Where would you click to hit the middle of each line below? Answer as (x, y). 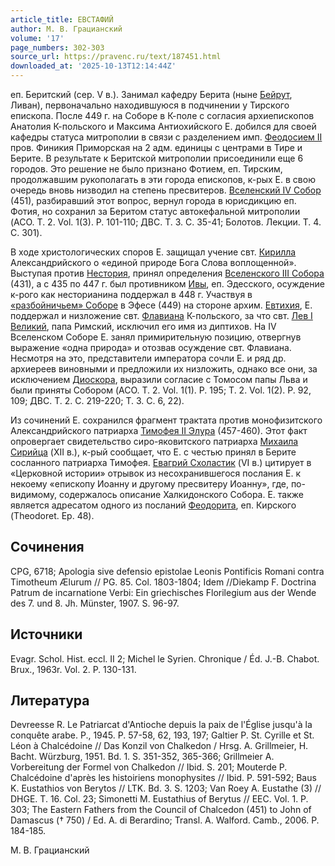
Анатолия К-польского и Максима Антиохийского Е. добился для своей (163, 126)
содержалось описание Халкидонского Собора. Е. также (181, 494)
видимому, (34, 494)
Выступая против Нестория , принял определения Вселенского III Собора (167, 273)
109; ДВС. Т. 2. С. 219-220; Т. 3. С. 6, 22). (97, 400)
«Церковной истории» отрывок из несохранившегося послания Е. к (156, 473)
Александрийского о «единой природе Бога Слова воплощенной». (153, 262)
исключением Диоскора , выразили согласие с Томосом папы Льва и (159, 379)
